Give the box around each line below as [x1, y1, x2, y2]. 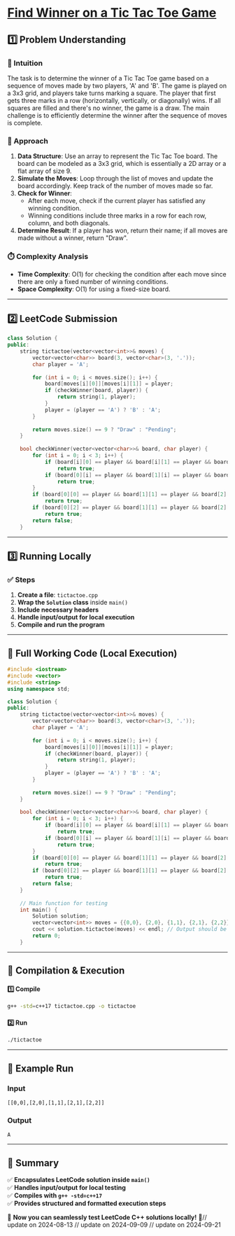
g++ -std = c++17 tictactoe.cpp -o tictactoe [7, 1003, 136, 1010]
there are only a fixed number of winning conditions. [17, 278, 169, 286]
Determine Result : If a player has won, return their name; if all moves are [17, 226, 228, 235]
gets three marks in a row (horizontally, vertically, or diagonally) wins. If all [7, 96, 222, 104]
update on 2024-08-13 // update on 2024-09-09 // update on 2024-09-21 [7, 1221, 222, 1229]
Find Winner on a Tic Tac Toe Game [7, 5, 217, 21]
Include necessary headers [17, 605, 99, 614]
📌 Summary [7, 1157, 59, 1169]
